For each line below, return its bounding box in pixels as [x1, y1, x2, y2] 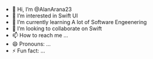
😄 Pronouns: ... [11, 40, 51, 48]
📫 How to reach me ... [11, 32, 68, 39]
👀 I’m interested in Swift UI [11, 12, 79, 19]
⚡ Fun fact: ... [11, 47, 45, 54]
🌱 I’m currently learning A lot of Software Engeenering [11, 19, 147, 25]
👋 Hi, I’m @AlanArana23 [11, 6, 72, 13]
